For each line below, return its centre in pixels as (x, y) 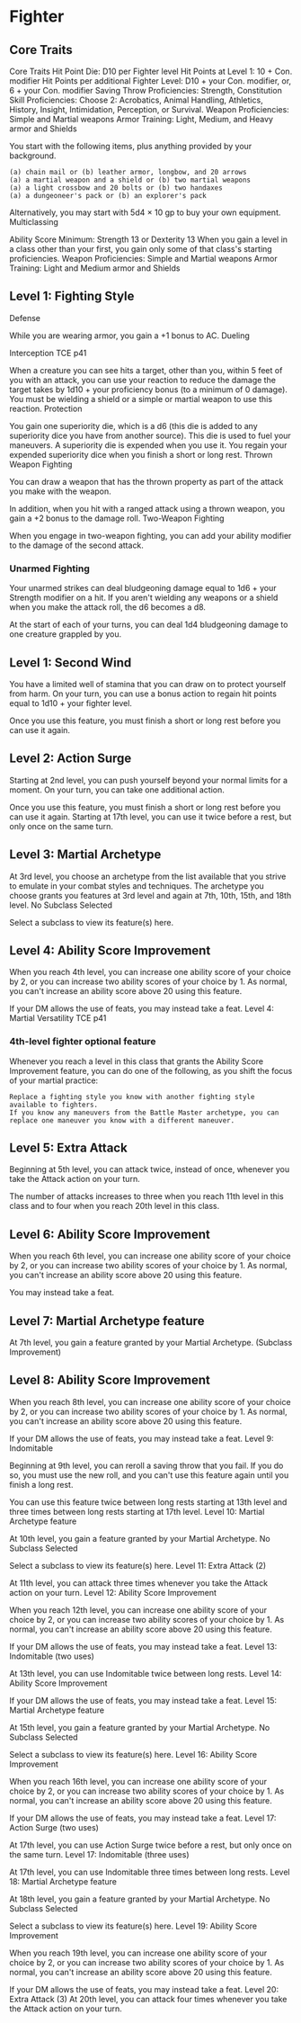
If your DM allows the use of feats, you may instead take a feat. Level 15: (143, 1700)
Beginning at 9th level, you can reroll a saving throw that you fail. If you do (146, 1465)
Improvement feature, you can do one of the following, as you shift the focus (151, 1070)
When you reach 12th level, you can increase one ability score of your (138, 1610)
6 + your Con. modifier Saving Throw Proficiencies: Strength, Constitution (146, 90)
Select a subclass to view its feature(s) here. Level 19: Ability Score (133, 1926)
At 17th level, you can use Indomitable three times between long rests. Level (150, 1872)
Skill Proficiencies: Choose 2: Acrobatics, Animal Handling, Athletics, (136, 100)
